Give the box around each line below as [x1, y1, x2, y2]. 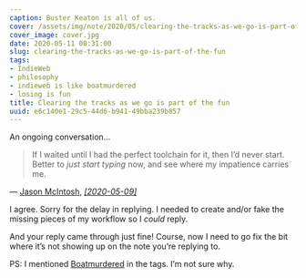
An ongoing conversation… [9, 131, 111, 142]
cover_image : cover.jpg [9, 30, 100, 39]
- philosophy [9, 73, 59, 82]
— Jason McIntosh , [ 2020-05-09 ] [9, 186, 138, 197]
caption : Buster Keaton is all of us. [9, 13, 157, 23]
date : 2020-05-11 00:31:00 [9, 38, 112, 48]
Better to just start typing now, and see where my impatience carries [31, 159, 290, 170]
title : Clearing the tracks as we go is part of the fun [9, 98, 230, 108]
